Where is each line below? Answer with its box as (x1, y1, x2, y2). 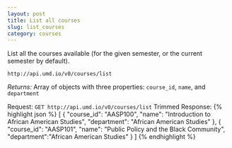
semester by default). (7, 57, 70, 66)
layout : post (7, 10, 46, 18)
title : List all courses (7, 17, 81, 24)
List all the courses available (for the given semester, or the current (7, 49, 203, 58)
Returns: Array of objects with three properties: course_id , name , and (7, 82, 206, 92)
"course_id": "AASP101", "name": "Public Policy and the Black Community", (7, 125, 226, 134)
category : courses (7, 30, 62, 37)
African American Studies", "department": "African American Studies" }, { (7, 118, 221, 126)
